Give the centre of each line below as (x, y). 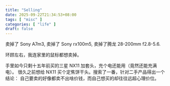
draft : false (19, 29)
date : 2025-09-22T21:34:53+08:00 (41, 15)
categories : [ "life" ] (31, 24)
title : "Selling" (24, 10)
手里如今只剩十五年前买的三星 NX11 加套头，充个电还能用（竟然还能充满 (81, 66)
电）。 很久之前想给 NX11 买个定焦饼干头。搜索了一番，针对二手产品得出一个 (85, 72)
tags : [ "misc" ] (24, 19)
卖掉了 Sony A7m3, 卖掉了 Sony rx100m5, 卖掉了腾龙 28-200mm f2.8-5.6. (83, 44)
